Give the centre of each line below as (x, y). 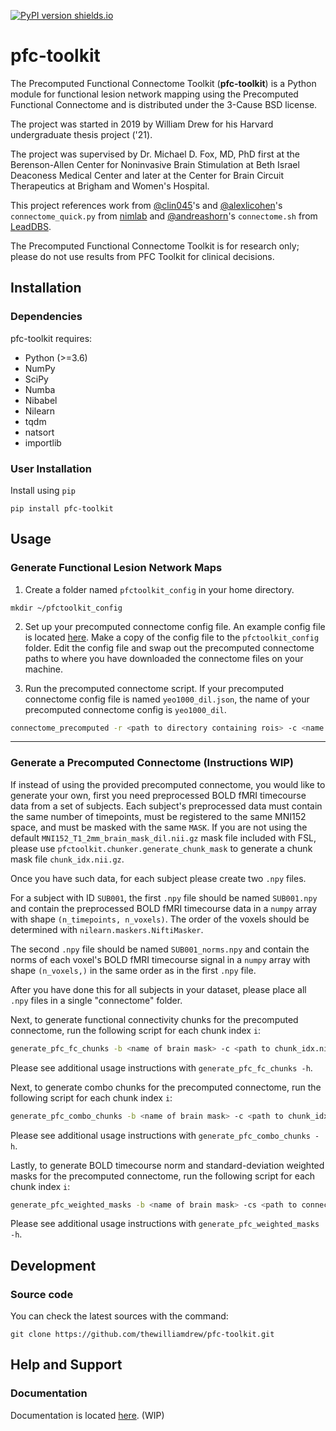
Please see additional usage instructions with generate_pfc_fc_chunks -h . (161, 1067)
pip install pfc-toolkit (62, 508)
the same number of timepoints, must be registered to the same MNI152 (158, 816)
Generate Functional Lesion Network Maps (116, 568)
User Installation (51, 468)
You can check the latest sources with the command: (119, 1316)
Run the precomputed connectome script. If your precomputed (154, 688)
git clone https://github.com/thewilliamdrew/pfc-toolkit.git (142, 1335)
